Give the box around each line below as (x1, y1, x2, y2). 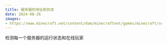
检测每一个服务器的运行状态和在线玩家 (5, 35, 83, 41)
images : (5, 16, 21, 21)
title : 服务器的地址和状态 (5, 7, 55, 12)
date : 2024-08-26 (5, 12, 41, 17)
